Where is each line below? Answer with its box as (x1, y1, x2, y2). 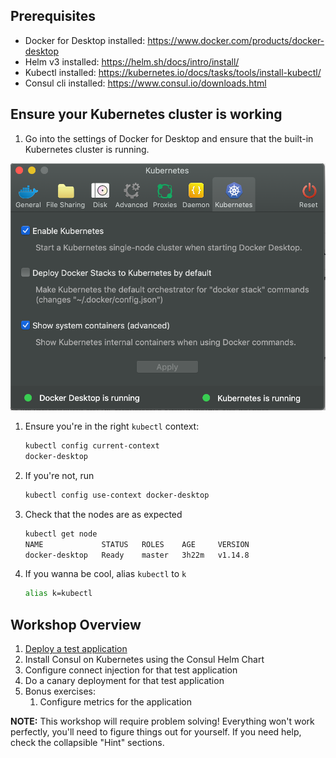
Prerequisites (10, 8, 96, 25)
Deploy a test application (24, 643, 128, 655)
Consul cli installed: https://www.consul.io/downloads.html (24, 77, 267, 89)
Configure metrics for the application (39, 696, 192, 708)
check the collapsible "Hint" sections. (10, 737, 165, 749)
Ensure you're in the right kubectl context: (24, 420, 200, 433)
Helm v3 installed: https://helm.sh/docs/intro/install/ (24, 55, 240, 68)
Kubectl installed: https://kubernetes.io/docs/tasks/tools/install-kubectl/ (24, 66, 322, 78)
